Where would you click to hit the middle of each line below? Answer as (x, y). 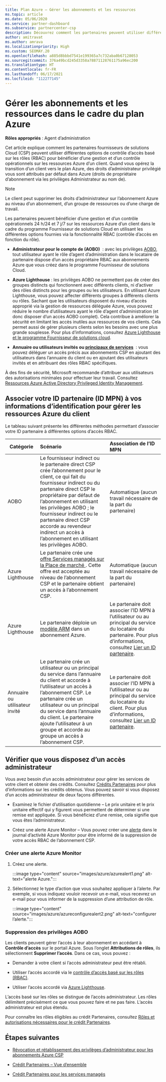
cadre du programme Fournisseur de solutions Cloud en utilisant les (74, 229)
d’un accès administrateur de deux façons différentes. (60, 795)
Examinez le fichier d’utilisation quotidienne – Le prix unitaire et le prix (83, 804)
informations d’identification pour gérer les (73, 406)
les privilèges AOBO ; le (67, 507)
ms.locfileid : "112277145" (33, 79)
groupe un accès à (62, 736)
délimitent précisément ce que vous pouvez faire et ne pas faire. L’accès (79, 1002)
